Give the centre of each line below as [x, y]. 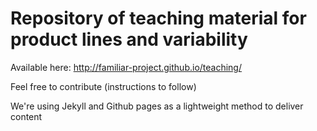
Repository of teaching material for [158, 18]
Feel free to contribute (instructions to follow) [103, 86]
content [26, 116]
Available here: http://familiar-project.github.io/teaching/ [126, 67]
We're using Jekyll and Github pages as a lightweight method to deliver [157, 106]
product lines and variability [129, 39]
